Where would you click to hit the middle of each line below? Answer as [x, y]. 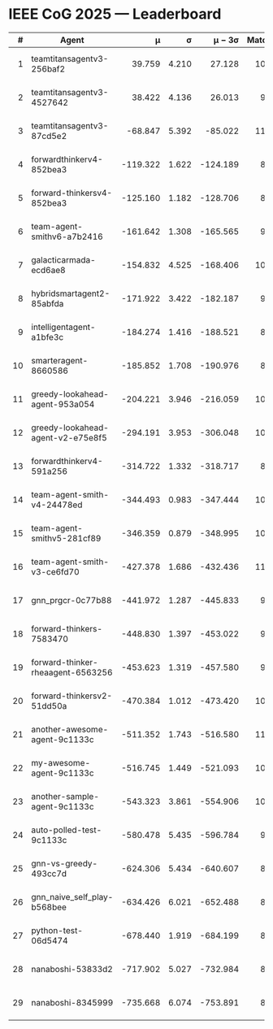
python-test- [57, 930]
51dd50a [49, 706]
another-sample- [65, 796]
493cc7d [49, 873]
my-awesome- [61, 762]
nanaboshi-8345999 [72, 1002]
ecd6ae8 [49, 270]
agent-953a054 [63, 404]
